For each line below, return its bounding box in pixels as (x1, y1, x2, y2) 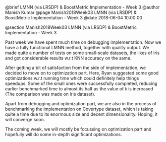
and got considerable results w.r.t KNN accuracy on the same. (5, 55, 132, 61)
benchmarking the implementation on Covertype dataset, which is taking (5, 106, 154, 112)
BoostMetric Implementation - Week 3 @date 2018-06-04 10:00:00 (5, 15, 143, 20)
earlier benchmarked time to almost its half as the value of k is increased (5, 86, 154, 91)
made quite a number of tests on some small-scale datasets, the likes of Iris (5, 50, 160, 56)
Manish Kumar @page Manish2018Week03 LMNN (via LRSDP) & (5, 9, 137, 15)
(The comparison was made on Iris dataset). (5, 91, 96, 97)
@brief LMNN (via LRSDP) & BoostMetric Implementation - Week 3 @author (5, 4, 160, 10)
